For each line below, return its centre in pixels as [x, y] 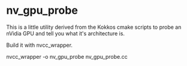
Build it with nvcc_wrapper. [40, 45]
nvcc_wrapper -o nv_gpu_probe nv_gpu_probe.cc [67, 56]
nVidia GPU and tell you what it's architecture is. [65, 33]
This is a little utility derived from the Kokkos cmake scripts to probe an [94, 27]
